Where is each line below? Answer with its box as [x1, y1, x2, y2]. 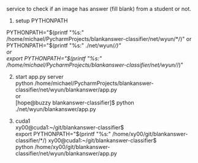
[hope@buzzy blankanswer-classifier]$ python [15, 99, 135, 106]
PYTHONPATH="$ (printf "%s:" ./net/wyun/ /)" [6, 42, 121, 49]
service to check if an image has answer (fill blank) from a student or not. [6, 5, 192, 12]
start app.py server [15, 73, 64, 80]
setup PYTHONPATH [15, 17, 68, 24]
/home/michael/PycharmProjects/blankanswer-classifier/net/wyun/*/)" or [6, 35, 192, 42]
